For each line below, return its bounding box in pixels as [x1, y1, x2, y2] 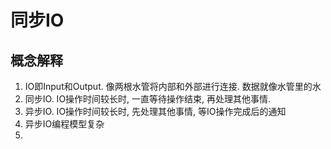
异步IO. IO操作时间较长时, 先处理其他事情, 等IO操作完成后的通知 [24, 106, 287, 117]
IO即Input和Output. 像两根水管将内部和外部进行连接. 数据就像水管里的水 [24, 81, 322, 92]
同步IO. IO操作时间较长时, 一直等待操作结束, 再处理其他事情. [24, 93, 272, 105]
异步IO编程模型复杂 [24, 118, 105, 130]
